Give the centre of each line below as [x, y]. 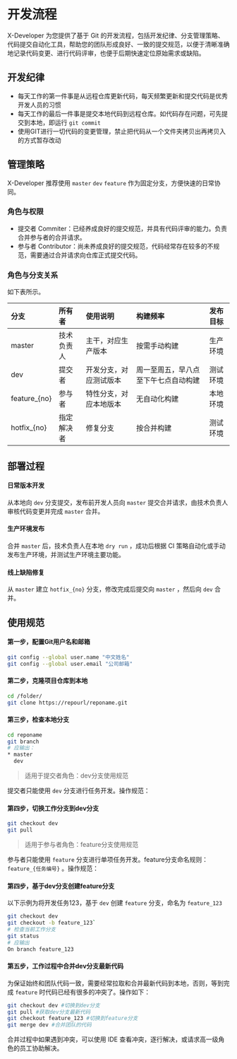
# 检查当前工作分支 [32, 929]
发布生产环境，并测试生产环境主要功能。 [66, 554]
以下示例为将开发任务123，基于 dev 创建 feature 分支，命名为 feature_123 [115, 903]
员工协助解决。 [41, 1048]
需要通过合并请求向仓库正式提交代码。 [86, 254]
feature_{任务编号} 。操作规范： [53, 868]
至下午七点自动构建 [168, 380]
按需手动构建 [158, 346]
